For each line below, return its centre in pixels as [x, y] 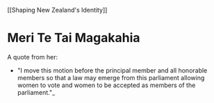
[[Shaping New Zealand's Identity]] [57, 10]
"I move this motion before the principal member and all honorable [112, 70]
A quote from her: [32, 57]
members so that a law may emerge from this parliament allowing [111, 77]
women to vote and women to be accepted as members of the [106, 85]
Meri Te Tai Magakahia [74, 38]
